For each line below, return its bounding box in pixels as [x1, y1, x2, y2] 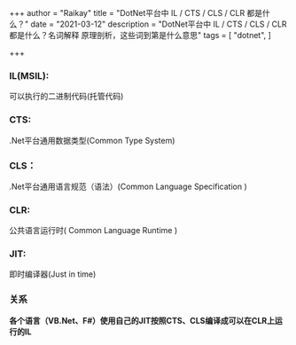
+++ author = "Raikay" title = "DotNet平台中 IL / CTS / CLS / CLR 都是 [9, 8, 263, 18]
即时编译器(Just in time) [9, 269, 97, 279]
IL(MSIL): [9, 69, 50, 82]
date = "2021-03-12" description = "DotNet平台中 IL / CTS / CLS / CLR [30, 19, 287, 29]
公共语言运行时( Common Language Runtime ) [9, 225, 178, 236]
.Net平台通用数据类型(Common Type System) [9, 135, 175, 145]
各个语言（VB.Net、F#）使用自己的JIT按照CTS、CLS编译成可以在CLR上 [9, 315, 275, 325]
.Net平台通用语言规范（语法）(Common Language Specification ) [9, 181, 247, 192]
